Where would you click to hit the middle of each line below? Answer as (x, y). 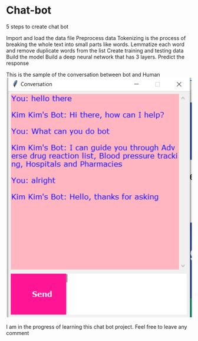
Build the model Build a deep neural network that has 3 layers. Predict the (95, 57)
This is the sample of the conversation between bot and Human (83, 74)
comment (18, 333)
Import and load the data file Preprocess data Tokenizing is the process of (96, 38)
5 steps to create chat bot (37, 27)
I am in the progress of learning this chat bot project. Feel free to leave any (97, 327)
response (18, 63)
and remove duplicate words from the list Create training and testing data (95, 50)
